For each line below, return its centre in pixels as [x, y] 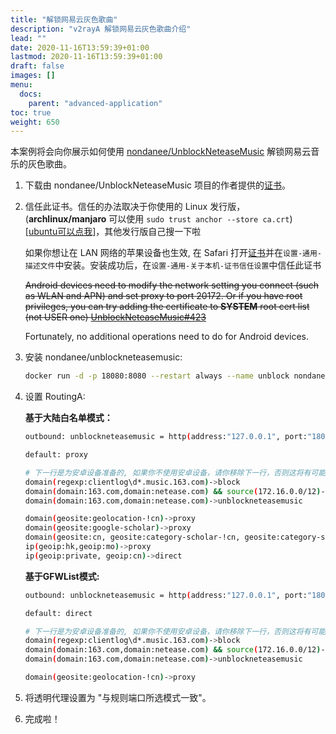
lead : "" [28, 38]
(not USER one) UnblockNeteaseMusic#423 [115, 317]
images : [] [33, 76]
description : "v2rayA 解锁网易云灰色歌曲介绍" [101, 29]
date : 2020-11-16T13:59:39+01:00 [80, 47]
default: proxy [56, 455]
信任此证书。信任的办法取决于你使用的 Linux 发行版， [135, 207]
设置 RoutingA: [55, 397]
